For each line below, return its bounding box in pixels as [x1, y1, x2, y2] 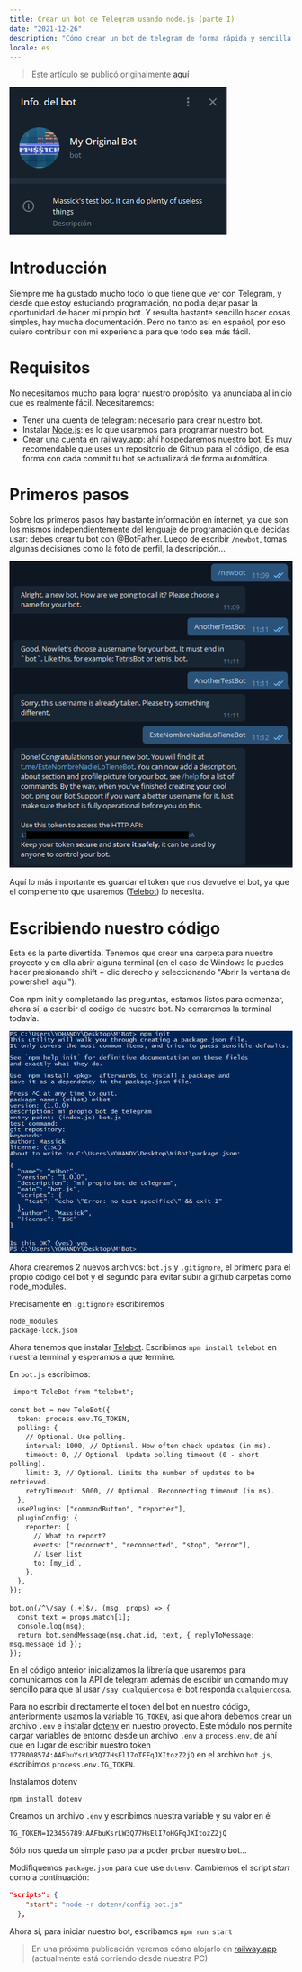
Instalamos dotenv [9, 1776, 78, 1787]
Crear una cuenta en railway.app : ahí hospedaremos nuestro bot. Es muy [22, 434, 293, 445]
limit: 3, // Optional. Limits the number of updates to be [25, 1469, 255, 1478]
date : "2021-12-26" [9, 23, 83, 33]
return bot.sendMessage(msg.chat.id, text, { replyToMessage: [17, 1631, 255, 1640]
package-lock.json [9, 1326, 78, 1336]
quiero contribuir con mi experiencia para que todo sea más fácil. [9, 326, 252, 337]
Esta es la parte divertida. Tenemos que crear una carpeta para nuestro [9, 947, 274, 959]
